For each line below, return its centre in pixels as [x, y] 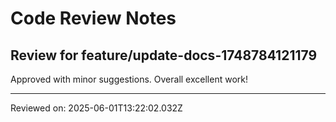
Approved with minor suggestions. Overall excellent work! [129, 79]
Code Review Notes [93, 18]
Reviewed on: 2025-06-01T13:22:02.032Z [96, 108]
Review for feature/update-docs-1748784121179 [164, 55]
